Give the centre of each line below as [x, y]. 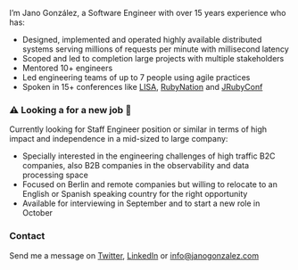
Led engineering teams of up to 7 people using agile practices [136, 78]
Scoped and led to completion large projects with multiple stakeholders [153, 58]
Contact [27, 236]
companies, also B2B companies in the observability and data [136, 166]
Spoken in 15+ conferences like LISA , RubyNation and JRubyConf [142, 87]
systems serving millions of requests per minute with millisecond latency [156, 49]
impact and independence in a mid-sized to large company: [119, 139]
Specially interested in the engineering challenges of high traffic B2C [149, 156]
